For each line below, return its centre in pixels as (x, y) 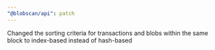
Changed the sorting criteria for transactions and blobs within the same (108, 33)
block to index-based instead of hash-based (69, 40)
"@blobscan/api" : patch (41, 13)
